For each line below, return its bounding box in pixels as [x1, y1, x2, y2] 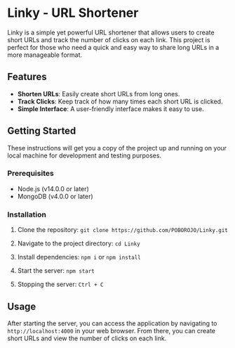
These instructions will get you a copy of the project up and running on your [7, 143, 227, 152]
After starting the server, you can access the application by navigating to [7, 318, 217, 328]
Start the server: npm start [17, 266, 95, 275]
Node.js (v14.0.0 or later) [17, 184, 89, 193]
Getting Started [7, 125, 76, 137]
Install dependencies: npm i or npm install [17, 253, 142, 262]
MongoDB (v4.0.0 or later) [17, 192, 93, 200]
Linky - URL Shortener [7, 5, 139, 21]
